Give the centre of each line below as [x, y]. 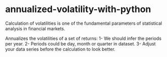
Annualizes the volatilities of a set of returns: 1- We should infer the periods [83, 38]
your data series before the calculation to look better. [60, 49]
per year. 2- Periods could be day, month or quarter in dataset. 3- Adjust [80, 43]
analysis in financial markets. [35, 28]
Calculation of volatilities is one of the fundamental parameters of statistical [84, 23]
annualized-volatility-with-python [78, 9]
